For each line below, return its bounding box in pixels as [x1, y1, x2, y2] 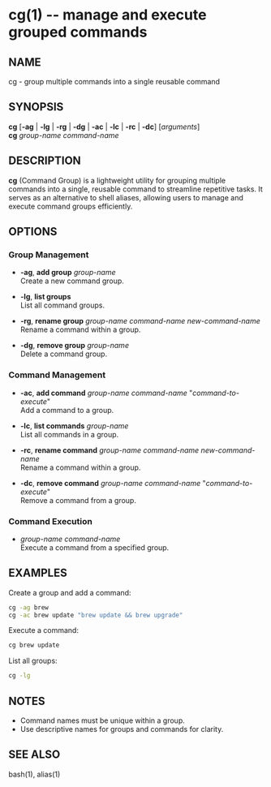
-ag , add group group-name [19, 268, 116, 277]
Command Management [8, 369, 106, 381]
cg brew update [8, 641, 60, 650]
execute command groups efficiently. [8, 201, 133, 211]
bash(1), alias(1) [8, 769, 61, 779]
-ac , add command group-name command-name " [19, 388, 193, 398]
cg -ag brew [8, 603, 49, 612]
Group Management [8, 249, 89, 260]
